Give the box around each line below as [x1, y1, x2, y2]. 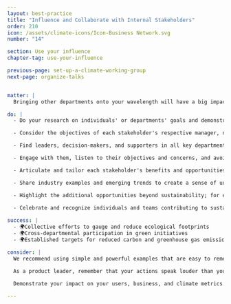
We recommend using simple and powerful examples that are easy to [13, 255, 211, 262]
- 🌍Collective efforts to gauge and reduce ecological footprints [13, 223, 210, 231]
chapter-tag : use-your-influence [7, 54, 103, 62]
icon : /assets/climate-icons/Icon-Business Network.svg [7, 29, 170, 37]
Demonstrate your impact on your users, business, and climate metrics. [13, 281, 226, 287]
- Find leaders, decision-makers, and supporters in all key [13, 142, 192, 149]
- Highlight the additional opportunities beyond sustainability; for [13, 192, 220, 199]
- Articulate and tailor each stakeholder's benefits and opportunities [13, 167, 226, 174]
